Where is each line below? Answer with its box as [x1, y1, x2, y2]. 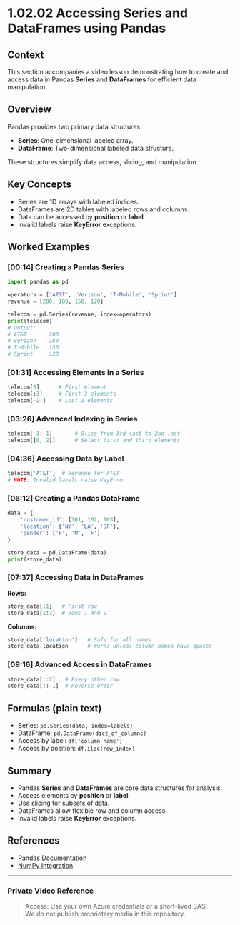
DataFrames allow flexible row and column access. [17, 806, 168, 815]
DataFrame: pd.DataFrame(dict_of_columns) [17, 729, 147, 737]
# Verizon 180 [7, 337, 59, 344]
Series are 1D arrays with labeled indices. [17, 197, 139, 206]
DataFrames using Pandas [7, 20, 166, 36]
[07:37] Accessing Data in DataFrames [7, 573, 144, 583]
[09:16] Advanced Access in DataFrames [7, 659, 152, 669]
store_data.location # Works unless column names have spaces [7, 643, 213, 650]
